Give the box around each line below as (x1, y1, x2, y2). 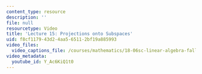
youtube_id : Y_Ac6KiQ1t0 (11, 58, 74, 64)
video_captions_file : (11, 48, 66, 54)
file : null (6, 20, 34, 26)
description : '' (6, 14, 47, 20)
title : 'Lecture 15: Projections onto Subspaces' (6, 31, 133, 37)
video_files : (6, 42, 39, 48)
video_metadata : (6, 53, 47, 59)
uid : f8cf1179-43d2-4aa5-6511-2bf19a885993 (6, 36, 117, 42)
